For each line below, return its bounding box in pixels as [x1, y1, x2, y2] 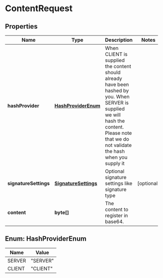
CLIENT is [105, 51, 128, 57]
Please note [105, 130, 132, 136]
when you [105, 154, 128, 161]
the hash [105, 148, 125, 154]
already [105, 75, 122, 82]
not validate [105, 142, 132, 148]
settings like [105, 180, 132, 187]
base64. [105, 218, 124, 225]
